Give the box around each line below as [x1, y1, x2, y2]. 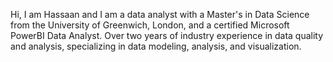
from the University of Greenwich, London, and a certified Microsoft [10, 19, 290, 31]
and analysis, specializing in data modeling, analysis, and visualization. [10, 40, 302, 52]
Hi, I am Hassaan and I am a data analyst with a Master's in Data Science [10, 9, 310, 20]
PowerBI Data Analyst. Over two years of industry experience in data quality [10, 30, 324, 41]
